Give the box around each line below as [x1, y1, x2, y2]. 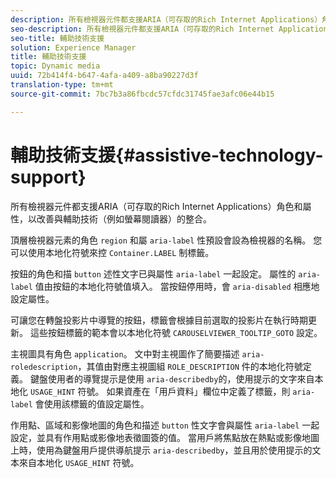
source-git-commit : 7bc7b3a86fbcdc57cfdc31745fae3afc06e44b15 [10, 89, 275, 99]
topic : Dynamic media [10, 61, 101, 71]
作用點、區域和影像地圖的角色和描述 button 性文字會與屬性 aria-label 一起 [10, 419, 320, 431]
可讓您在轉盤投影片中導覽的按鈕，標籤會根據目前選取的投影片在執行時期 [10, 314, 308, 326]
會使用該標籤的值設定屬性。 [34, 397, 150, 410]
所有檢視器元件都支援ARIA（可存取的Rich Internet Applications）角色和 [10, 200, 303, 212]
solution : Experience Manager [10, 42, 137, 53]
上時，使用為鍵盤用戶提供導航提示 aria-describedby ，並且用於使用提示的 [10, 444, 313, 456]
